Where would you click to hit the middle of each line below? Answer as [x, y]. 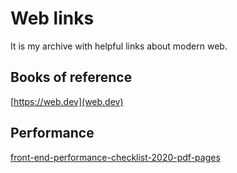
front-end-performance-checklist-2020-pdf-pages [115, 157]
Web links [52, 18]
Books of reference [71, 77]
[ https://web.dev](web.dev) [67, 101]
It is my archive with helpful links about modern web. [119, 46]
